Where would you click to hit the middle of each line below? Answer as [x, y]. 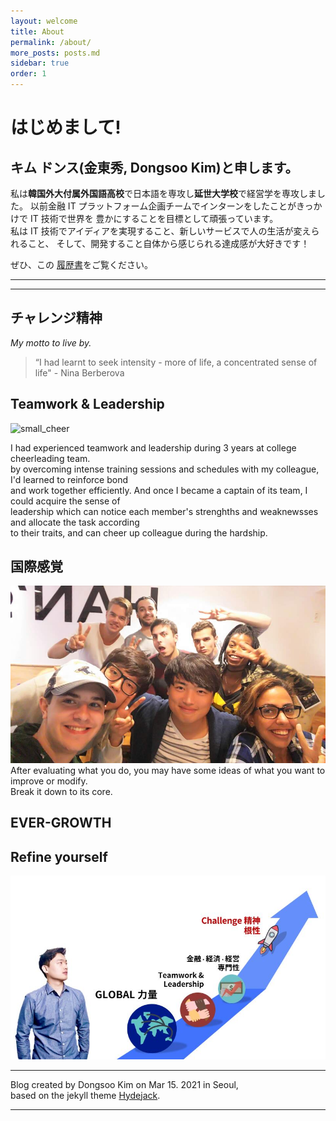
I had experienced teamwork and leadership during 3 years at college [153, 447]
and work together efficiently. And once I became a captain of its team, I [159, 490]
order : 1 [28, 74]
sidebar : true [40, 63]
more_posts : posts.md [55, 53]
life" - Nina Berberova [79, 372]
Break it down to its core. [61, 791]
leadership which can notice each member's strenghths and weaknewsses [164, 511]
